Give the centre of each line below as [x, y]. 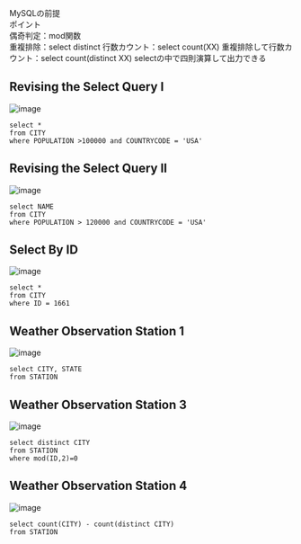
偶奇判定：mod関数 [45, 36]
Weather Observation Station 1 [97, 331]
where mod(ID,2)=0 [44, 459]
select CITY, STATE [46, 370]
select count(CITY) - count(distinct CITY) [92, 524]
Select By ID [44, 250]
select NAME [31, 206]
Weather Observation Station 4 [98, 486]
